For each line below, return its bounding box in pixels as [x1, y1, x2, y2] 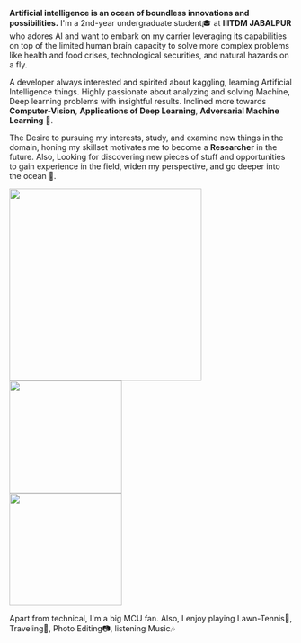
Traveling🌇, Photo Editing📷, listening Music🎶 [9, 623, 175, 633]
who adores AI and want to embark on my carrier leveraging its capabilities [9, 31, 288, 41]
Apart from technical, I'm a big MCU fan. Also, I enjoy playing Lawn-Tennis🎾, [9, 613, 293, 623]
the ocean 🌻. [9, 171, 57, 181]
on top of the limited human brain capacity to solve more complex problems [9, 40, 290, 50]
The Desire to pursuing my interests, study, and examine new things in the [9, 132, 284, 143]
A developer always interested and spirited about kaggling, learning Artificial [9, 76, 292, 87]
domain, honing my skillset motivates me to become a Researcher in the [9, 142, 278, 152]
